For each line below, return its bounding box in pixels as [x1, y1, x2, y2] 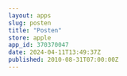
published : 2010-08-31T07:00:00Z [8, 56, 119, 64]
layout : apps [8, 11, 52, 20]
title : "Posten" [8, 26, 62, 34]
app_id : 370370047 [8, 41, 69, 49]
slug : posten [8, 19, 52, 27]
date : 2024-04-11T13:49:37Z [8, 48, 102, 56]
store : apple [8, 33, 52, 42]
